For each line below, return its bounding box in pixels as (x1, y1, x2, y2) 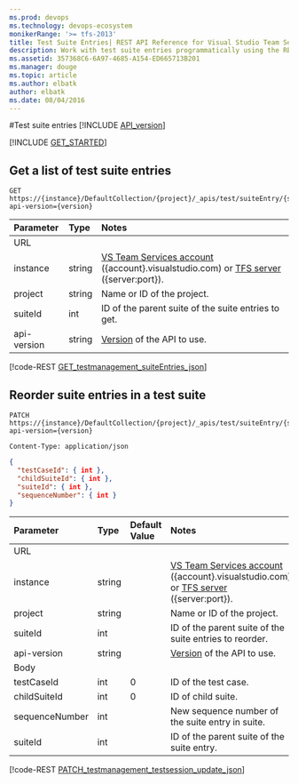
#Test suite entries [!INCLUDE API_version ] (9, 120, 166, 131)
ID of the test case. (169, 676, 249, 689)
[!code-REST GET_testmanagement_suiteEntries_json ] (9, 362, 208, 372)
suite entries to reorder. (169, 633, 269, 645)
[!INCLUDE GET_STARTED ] (9, 137, 108, 148)
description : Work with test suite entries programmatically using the (9, 46, 279, 55)
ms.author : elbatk (9, 79, 77, 88)
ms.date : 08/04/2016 (9, 95, 86, 105)
